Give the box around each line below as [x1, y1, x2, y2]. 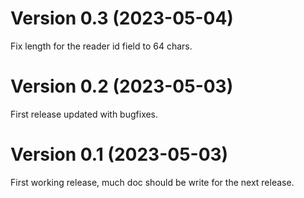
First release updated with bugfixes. [10, 108, 159, 120]
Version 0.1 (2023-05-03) [10, 143, 229, 166]
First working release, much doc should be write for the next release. [10, 176, 295, 188]
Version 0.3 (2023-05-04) [10, 7, 234, 30]
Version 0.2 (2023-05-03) [10, 75, 234, 98]
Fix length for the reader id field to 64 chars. [10, 40, 193, 52]
